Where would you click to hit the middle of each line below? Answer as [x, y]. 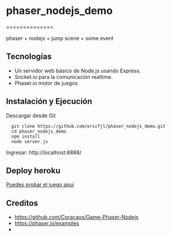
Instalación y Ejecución [49, 101]
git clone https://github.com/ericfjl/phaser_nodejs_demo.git [88, 126]
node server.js [30, 141]
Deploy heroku [33, 170]
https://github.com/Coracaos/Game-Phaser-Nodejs [76, 217]
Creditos [22, 203]
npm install [26, 136]
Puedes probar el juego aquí [40, 184]
